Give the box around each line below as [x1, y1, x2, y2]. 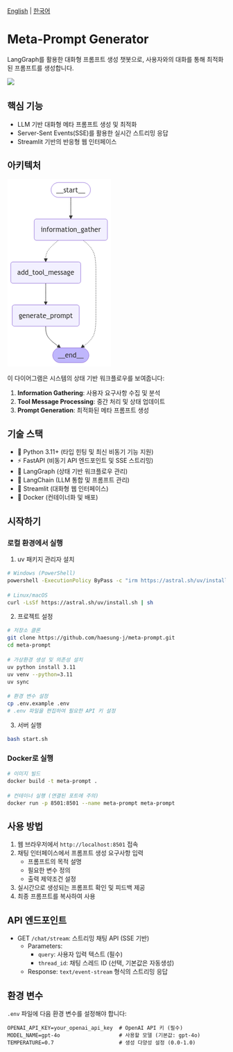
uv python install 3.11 [7, 663, 76, 671]
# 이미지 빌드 [7, 771, 41, 778]
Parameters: [27, 942, 63, 950]
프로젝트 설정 [17, 613, 53, 621]
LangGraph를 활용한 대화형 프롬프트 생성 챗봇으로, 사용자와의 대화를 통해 [7, 55, 206, 63]
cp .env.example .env [7, 700, 70, 708]
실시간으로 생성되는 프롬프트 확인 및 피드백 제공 [17, 884, 146, 892]
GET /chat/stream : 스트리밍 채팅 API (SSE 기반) [17, 934, 150, 943]
